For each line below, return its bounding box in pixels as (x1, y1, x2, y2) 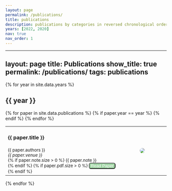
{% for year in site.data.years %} (5, 81, 75, 88)
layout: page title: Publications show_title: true (5, 60, 157, 69)
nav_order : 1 (5, 36, 33, 41)
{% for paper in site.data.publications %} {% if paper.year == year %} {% (5, 110, 160, 116)
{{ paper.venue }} (8, 152, 42, 158)
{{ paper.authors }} (8, 147, 45, 153)
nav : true (5, 31, 27, 36)
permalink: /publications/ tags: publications (5, 68, 148, 77)
